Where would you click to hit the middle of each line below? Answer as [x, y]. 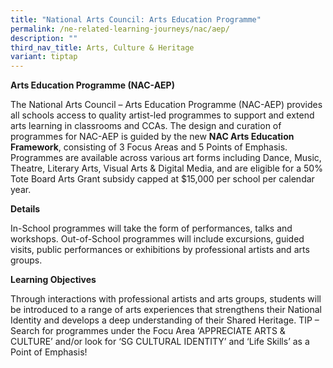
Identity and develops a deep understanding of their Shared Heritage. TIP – [165, 320]
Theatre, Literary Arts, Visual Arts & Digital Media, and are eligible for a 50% [166, 168]
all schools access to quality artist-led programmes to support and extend [162, 115]
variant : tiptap [44, 57]
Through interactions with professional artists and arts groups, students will [166, 299]
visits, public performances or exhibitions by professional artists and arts [160, 250]
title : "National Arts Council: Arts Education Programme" [136, 19]
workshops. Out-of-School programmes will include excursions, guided [157, 239]
